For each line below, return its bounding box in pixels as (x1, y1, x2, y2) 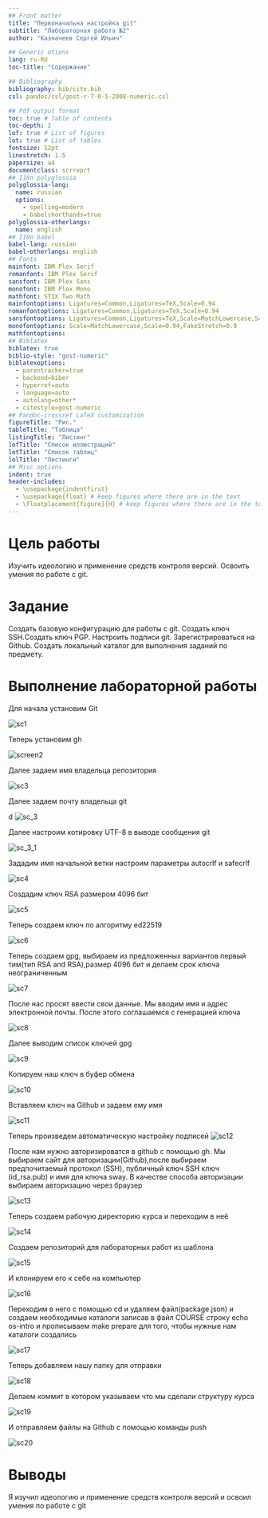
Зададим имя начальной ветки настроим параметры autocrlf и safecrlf (8, 858, 250, 868)
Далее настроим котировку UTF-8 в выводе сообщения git (8, 827, 211, 836)
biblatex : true (8, 344, 59, 352)
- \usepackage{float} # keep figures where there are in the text (15, 492, 241, 501)
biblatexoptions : (8, 359, 66, 367)
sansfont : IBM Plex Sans (8, 277, 91, 286)
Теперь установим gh (8, 734, 82, 744)
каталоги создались (8, 1330, 77, 1339)
